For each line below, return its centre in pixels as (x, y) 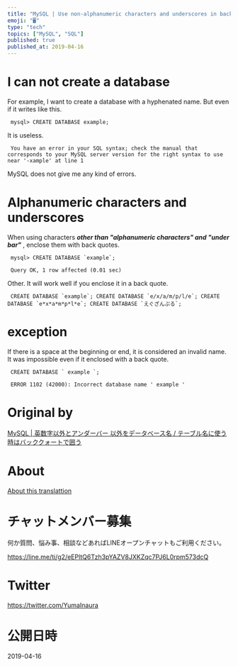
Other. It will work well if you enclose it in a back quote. (88, 283)
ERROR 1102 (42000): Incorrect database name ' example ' (98, 384)
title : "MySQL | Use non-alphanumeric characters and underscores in (112, 14)
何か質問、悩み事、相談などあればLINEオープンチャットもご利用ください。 (116, 543)
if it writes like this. (35, 109)
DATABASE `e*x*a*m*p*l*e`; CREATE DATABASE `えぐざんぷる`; (95, 304)
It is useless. (25, 135)
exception (38, 332)
